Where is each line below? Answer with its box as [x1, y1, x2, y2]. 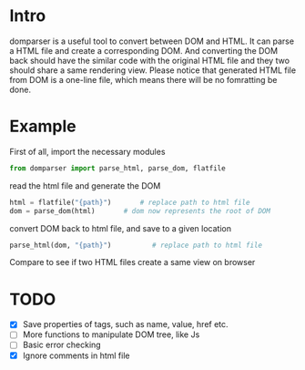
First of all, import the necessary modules [9, 146, 166, 157]
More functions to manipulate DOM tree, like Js [22, 329, 200, 340]
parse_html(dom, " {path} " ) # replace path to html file [9, 241, 262, 250]
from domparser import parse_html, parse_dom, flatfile [9, 163, 226, 173]
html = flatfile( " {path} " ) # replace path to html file [9, 198, 250, 207]
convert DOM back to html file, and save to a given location [9, 222, 232, 233]
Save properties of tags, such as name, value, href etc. [22, 319, 229, 330]
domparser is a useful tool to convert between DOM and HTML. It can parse [9, 36, 294, 46]
